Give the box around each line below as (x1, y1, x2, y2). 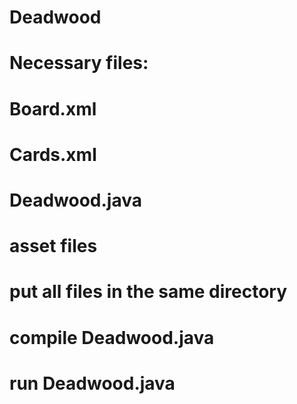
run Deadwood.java (9, 372, 176, 395)
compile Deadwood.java (9, 326, 215, 349)
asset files (9, 235, 98, 258)
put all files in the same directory (9, 281, 288, 303)
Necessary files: (9, 52, 149, 75)
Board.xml (9, 97, 97, 120)
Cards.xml (9, 143, 97, 166)
